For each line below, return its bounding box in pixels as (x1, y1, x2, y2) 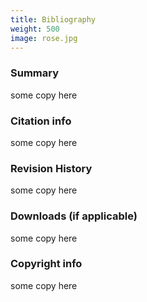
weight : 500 (10, 24, 60, 34)
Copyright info (10, 257, 83, 271)
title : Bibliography (10, 14, 97, 25)
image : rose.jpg (10, 33, 78, 43)
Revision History (10, 161, 93, 175)
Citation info (10, 114, 72, 128)
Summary (10, 66, 60, 80)
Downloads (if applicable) (10, 209, 138, 223)
